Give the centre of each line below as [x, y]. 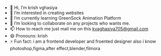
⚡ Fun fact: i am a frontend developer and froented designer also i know [83, 41]
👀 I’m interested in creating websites [47, 13]
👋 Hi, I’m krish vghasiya [34, 8]
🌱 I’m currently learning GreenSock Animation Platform [65, 18]
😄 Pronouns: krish [29, 36]
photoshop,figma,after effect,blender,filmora [55, 48]
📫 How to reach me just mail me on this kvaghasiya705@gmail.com [79, 29]
